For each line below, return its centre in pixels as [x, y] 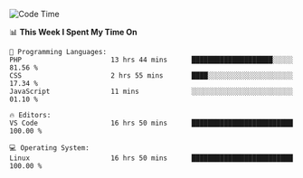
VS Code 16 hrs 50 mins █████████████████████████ [151, 123]
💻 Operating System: [50, 148]
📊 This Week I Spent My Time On [73, 32]
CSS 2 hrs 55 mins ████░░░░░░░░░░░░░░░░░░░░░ [151, 76]
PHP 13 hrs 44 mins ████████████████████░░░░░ [151, 60]
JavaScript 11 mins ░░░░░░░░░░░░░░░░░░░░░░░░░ [151, 91]
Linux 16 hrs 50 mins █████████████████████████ [151, 158]
